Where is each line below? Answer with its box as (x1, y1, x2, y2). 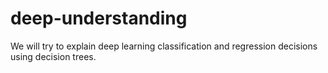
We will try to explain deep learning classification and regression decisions (10, 40, 318, 52)
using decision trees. (10, 50, 97, 62)
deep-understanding (10, 7, 188, 30)
